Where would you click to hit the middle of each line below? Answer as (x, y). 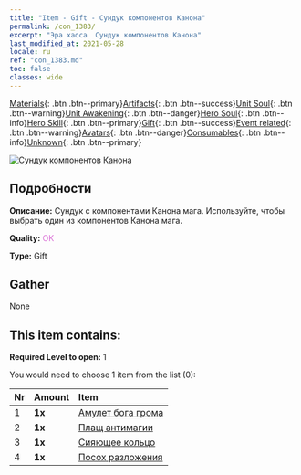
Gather (30, 284)
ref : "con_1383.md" (47, 60)
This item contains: (65, 335)
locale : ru (30, 52)
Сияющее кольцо (117, 442)
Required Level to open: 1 (58, 357)
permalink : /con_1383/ (52, 26)
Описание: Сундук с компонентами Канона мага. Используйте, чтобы (147, 210)
